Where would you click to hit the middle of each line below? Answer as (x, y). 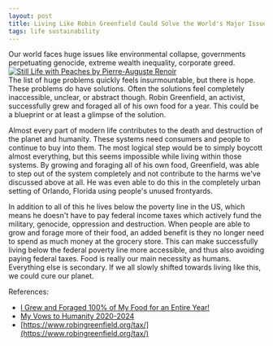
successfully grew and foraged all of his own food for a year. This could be (134, 106)
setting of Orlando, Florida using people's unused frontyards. (111, 191)
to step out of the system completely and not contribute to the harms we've (135, 174)
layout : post (30, 16)
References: (28, 292)
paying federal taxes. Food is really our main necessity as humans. (120, 259)
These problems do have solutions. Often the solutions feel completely (127, 89)
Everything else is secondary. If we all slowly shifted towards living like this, (135, 267)
